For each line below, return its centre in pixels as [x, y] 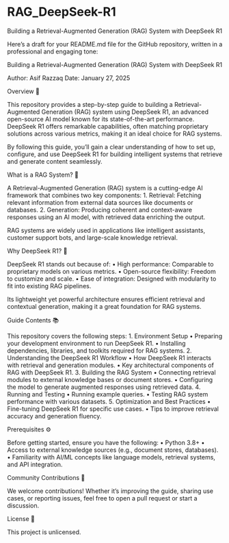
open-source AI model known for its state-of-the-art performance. [101, 119]
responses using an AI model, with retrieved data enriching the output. [106, 217]
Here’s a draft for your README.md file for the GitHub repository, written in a [115, 44]
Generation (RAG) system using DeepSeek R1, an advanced [125, 112]
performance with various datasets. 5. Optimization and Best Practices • [109, 401]
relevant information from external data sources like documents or [100, 202]
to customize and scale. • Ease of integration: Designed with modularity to [112, 279]
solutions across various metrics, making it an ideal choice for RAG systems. [114, 134]
